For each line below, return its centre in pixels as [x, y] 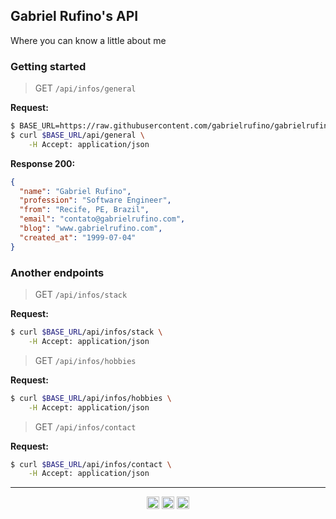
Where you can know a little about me [88, 40]
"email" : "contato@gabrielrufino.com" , [102, 219]
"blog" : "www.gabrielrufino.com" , [91, 229]
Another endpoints [57, 272]
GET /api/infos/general [85, 88]
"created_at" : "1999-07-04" [78, 237]
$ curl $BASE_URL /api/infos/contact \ [91, 464]
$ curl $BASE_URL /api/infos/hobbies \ [91, 398]
